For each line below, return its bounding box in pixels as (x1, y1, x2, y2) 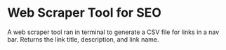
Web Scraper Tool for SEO (7, 5, 161, 21)
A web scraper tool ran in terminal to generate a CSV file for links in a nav (7, 28, 220, 36)
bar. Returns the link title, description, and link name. (7, 35, 159, 43)
